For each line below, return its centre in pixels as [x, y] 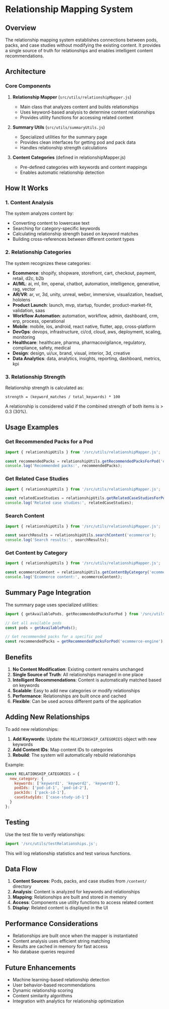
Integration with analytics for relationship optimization [68, 1001]
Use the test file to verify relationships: [45, 834]
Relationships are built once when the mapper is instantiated [75, 936]
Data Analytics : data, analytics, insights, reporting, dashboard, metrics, [87, 358]
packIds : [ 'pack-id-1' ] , [40, 793]
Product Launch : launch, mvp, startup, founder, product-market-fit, [82, 305]
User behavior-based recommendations [54, 985]
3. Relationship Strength [35, 377]
